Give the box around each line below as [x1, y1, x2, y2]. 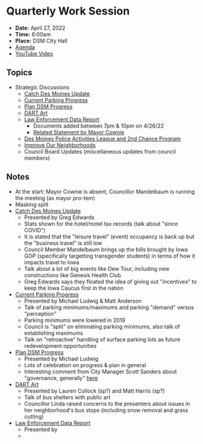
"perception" [24, 310, 56, 317]
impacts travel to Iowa [24, 258, 80, 266]
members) [24, 154, 50, 162]
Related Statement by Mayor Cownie [33, 128, 125, 135]
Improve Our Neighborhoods [24, 141, 96, 149]
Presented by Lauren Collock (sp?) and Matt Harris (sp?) [24, 387, 165, 394]
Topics [6, 68, 33, 78]
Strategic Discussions [15, 83, 70, 91]
